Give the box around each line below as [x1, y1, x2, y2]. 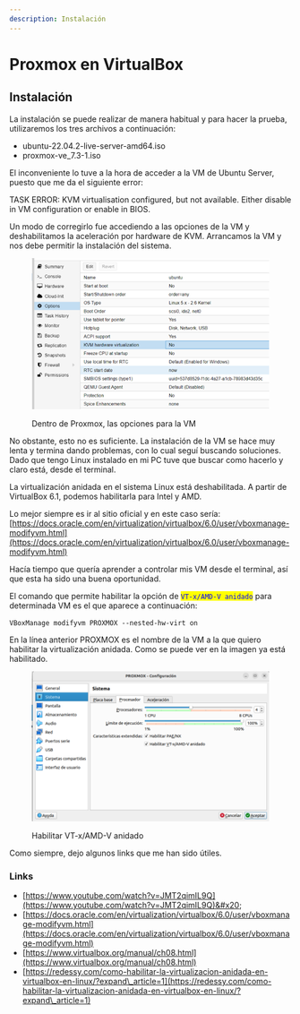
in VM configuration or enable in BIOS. [9, 203, 150, 214]
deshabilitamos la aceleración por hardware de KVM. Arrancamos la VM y [9, 230, 282, 241]
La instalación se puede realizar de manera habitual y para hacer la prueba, [9, 113, 287, 125]
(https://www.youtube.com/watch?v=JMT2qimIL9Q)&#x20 [21, 899, 240, 910]
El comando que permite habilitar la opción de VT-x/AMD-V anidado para [9, 591, 272, 602]
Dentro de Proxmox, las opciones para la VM [31, 418, 197, 429]
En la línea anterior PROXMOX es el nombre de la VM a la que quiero [9, 634, 261, 645]
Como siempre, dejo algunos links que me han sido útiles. [9, 847, 222, 858]
